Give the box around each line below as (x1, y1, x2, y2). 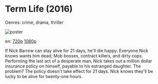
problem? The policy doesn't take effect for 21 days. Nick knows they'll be (5, 68, 153, 74)
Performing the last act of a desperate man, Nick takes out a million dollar (5, 58, 152, 64)
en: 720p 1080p (5, 38, 36, 44)
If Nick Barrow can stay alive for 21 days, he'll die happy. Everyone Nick (5, 48, 148, 53)
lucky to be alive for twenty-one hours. (5, 73, 83, 79)
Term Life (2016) (5, 3, 73, 15)
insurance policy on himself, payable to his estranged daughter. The (5, 63, 141, 69)
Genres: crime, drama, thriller (5, 19, 64, 25)
